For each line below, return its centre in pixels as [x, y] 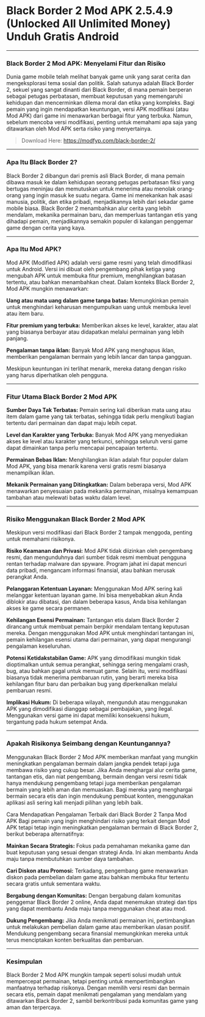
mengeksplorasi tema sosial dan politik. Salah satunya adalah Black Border [100, 83]
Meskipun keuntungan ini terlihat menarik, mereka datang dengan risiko [96, 369]
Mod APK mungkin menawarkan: [48, 288]
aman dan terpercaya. [34, 1007]
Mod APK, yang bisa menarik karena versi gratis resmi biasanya [86, 467]
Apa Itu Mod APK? [34, 249]
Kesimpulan [24, 961]
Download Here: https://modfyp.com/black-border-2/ [88, 141]
